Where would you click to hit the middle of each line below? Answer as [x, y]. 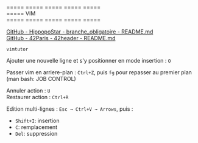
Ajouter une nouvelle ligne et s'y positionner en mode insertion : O [89, 61]
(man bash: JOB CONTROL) [41, 79]
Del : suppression [36, 134]
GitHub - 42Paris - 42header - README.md [61, 38]
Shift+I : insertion [37, 120]
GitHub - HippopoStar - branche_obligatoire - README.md [80, 32]
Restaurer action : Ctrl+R [37, 97]
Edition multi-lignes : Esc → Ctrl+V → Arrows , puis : [70, 109]
